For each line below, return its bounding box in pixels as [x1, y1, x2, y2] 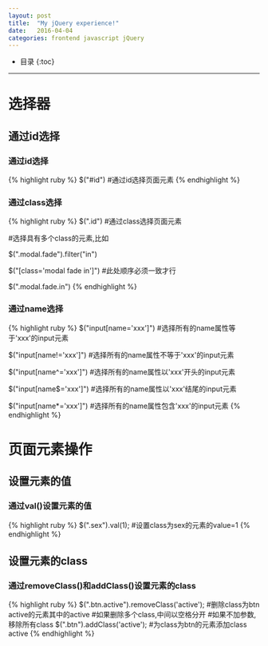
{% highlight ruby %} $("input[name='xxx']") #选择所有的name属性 [8, 323, 229, 332]
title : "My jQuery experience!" [8, 19, 120, 27]
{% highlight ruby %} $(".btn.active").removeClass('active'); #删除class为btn [8, 600, 260, 609]
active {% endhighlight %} [8, 628, 95, 639]
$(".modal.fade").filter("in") [8, 249, 97, 260]
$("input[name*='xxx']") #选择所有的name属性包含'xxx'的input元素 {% [8, 401, 241, 410]
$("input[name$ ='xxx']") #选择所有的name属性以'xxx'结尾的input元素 [8, 384, 237, 394]
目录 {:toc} [19, 57, 55, 66]
